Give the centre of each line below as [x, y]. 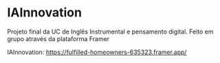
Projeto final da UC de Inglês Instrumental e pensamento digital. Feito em [111, 32]
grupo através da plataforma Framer [58, 38]
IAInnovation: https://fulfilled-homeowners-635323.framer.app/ [97, 52]
